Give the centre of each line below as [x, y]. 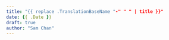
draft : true [21, 22]
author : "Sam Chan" [30, 28]
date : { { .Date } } [29, 17]
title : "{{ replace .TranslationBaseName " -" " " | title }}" [85, 11]
